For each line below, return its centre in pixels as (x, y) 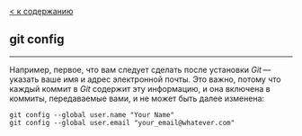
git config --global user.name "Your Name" (92, 114)
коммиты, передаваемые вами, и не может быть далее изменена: (137, 98)
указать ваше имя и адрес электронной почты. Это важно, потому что (145, 79)
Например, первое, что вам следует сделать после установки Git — (140, 69)
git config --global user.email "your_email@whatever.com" (122, 122)
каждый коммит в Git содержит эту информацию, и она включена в (140, 88)
